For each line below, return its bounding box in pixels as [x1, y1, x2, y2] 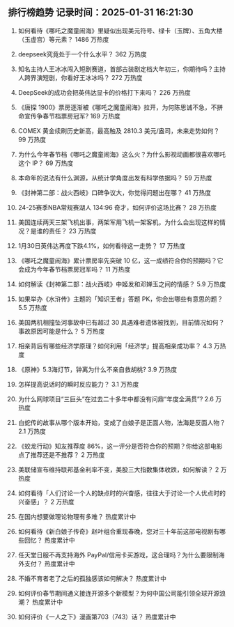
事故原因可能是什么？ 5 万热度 [17, 327, 105, 335]
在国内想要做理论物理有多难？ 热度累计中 [17, 512, 136, 520]
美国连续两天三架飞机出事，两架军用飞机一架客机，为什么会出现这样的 [17, 218, 220, 226]
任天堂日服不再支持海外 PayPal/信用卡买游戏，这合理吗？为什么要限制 [17, 550, 219, 559]
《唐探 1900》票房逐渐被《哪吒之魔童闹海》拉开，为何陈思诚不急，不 [17, 103, 217, 111]
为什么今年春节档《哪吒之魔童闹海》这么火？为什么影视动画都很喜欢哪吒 [17, 150, 226, 158]
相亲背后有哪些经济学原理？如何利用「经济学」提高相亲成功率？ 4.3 [17, 341, 212, 350]
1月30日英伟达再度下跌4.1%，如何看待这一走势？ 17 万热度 [17, 241, 186, 249]
